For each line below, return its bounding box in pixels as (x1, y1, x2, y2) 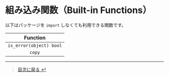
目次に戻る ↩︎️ (17, 66, 46, 72)
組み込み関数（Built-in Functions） (5, 4, 152, 16)
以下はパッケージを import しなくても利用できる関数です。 (5, 22, 126, 28)
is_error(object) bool (8, 42, 62, 48)
